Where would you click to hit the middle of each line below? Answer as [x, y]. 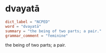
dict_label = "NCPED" [28, 22]
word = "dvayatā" [23, 26]
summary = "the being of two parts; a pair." [53, 31]
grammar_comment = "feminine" [37, 36]
